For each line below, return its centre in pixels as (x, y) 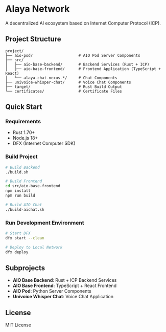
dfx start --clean (25, 238)
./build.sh (17, 172)
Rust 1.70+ (24, 132)
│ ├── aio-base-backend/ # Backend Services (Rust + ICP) (77, 64)
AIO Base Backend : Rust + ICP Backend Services (65, 280)
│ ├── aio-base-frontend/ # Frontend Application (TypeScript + (83, 69)
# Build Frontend (24, 181)
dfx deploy (17, 252)
